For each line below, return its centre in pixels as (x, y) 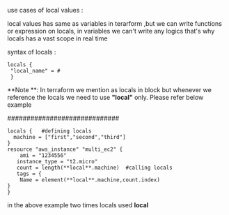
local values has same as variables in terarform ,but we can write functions (115, 23)
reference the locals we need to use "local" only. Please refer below (105, 97)
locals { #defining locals (49, 131)
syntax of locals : (32, 52)
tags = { (29, 174)
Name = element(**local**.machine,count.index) (90, 180)
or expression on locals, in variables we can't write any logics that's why (111, 31)
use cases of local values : (45, 10)
